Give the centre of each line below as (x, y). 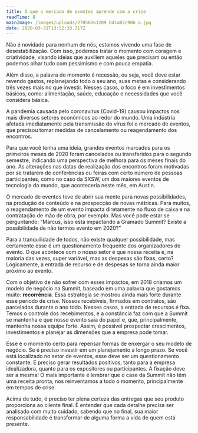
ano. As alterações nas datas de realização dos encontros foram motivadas (98, 167)
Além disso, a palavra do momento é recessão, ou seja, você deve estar (93, 75)
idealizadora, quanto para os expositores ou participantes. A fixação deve (96, 369)
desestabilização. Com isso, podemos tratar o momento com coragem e (94, 51)
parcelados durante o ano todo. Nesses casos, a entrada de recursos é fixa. (98, 308)
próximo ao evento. (29, 271)
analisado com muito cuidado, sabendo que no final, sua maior (82, 411)
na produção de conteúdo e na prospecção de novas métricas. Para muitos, (98, 203)
